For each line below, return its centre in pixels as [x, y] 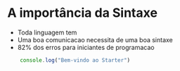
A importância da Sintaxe [83, 13]
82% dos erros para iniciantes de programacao [86, 47]
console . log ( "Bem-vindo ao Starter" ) [75, 60]
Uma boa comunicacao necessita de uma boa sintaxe [95, 39]
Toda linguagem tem [47, 32]
